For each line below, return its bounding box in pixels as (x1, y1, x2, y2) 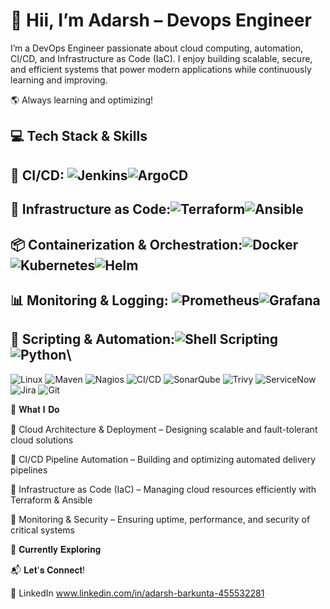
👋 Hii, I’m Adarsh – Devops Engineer (10, 9, 312, 32)
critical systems (10, 524, 75, 536)
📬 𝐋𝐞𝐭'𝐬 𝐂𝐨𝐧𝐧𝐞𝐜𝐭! (10, 564, 85, 576)
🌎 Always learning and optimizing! (10, 94, 154, 106)
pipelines (10, 464, 48, 476)
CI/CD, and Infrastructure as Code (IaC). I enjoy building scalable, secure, (10, 52, 313, 64)
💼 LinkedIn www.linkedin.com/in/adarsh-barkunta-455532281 (10, 587, 265, 599)
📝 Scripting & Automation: (10, 331, 176, 348)
